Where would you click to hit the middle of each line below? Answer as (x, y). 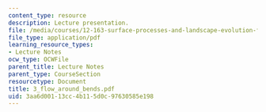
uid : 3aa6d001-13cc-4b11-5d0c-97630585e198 (81, 96)
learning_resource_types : (51, 45)
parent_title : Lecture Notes (56, 67)
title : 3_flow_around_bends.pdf (61, 89)
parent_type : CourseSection (55, 74)
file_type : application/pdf (55, 37)
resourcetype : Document (47, 81)
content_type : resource (47, 15)
